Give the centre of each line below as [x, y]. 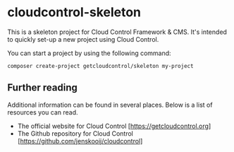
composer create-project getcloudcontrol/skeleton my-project [100, 66]
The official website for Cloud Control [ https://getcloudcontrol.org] [114, 126]
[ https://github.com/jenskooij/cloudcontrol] [80, 141]
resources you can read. [43, 112]
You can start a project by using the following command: [89, 53]
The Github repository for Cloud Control [75, 133]
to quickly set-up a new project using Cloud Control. [83, 39]
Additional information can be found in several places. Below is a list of [110, 105]
